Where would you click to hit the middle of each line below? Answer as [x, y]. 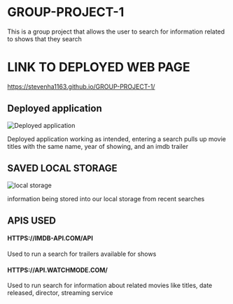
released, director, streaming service [60, 293]
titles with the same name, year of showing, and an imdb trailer [98, 146]
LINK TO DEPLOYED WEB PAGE [99, 67]
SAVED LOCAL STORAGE [62, 168]
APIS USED [31, 220]
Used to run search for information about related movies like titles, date [110, 285]
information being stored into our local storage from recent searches [106, 198]
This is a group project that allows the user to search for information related [116, 31]
